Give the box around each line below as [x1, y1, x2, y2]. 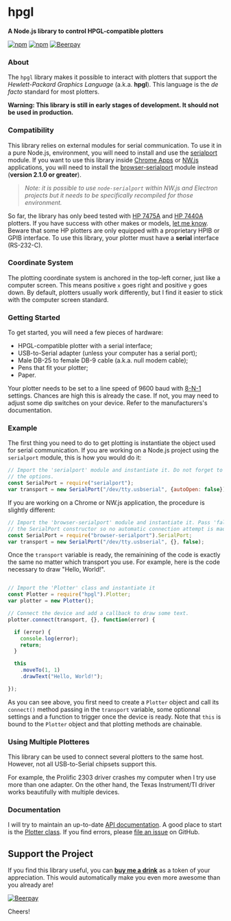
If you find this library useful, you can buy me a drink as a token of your [8, 866, 210, 874]
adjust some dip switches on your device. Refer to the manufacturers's [8, 399, 208, 407]
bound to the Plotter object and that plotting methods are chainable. [8, 719, 202, 728]
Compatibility [8, 125, 54, 135]
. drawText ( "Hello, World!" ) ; [20, 673, 104, 680]
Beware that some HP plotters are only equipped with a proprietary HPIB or [8, 226, 220, 235]
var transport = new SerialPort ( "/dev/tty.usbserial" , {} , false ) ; [8, 538, 205, 545]
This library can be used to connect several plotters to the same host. [8, 752, 204, 761]
